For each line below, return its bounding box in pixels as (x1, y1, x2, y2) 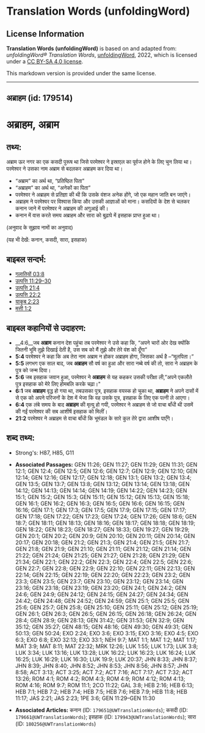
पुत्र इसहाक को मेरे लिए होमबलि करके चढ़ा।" (15, 381, 101, 388)
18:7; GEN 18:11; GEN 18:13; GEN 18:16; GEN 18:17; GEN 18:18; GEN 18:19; (15, 519, 196, 527)
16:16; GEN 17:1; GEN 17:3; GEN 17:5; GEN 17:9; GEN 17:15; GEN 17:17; (15, 506, 187, 514)
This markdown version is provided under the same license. (6, 70, 157, 77)
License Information (6, 29, 84, 39)
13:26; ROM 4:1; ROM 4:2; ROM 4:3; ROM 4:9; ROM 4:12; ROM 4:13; (15, 675, 185, 682)
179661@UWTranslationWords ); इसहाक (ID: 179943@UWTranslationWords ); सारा (15, 713, 196, 720)
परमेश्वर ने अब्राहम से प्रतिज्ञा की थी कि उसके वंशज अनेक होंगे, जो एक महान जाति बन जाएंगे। (15, 191, 191, 199)
